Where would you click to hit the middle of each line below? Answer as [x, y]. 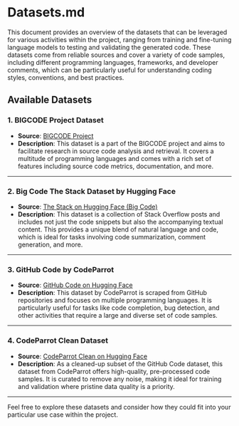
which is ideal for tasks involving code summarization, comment [112, 237]
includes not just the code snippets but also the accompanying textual [120, 222]
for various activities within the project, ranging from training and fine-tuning [119, 39]
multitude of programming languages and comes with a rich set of [115, 158]
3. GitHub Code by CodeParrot [61, 269]
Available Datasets [50, 100]
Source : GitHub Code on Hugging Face [75, 285]
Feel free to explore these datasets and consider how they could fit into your [119, 407]
